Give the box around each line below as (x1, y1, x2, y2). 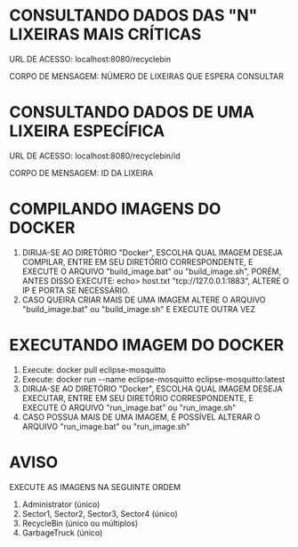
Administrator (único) (21, 499, 101, 510)
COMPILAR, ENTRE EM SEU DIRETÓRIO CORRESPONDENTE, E (21, 256, 254, 267)
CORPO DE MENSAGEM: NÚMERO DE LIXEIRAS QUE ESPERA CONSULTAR (9, 70, 285, 81)
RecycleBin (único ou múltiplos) (21, 518, 139, 528)
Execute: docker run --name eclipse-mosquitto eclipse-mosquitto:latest (21, 374, 286, 384)
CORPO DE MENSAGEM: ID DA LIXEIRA (9, 167, 154, 178)
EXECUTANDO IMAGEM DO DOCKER (9, 335, 285, 355)
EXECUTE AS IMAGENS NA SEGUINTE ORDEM (9, 481, 181, 492)
